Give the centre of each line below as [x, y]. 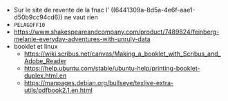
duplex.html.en [45, 76]
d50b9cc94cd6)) [38, 17]
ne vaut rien [81, 17]
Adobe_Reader [45, 61]
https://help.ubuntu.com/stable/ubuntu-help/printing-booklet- [112, 68]
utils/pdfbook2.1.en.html [58, 90]
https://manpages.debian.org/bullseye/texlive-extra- [99, 83]
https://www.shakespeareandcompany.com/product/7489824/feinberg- [116, 32]
